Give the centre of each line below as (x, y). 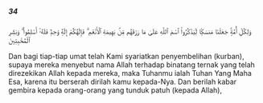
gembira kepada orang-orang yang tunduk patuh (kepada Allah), (115, 90)
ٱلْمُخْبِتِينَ (19, 40)
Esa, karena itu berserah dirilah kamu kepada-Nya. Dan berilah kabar (123, 81)
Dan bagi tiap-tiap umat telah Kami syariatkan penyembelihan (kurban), (126, 56)
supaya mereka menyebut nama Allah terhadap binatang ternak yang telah (132, 65)
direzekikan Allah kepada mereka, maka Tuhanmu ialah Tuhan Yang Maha (130, 73)
